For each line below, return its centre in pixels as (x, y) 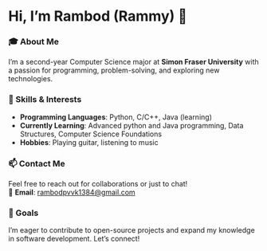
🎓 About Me (34, 41)
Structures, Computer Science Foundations (90, 134)
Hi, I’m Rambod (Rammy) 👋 (98, 16)
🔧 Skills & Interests (45, 100)
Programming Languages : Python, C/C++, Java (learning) (116, 117)
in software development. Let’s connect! (74, 239)
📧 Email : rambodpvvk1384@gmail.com (72, 192)
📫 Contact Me (37, 163)
